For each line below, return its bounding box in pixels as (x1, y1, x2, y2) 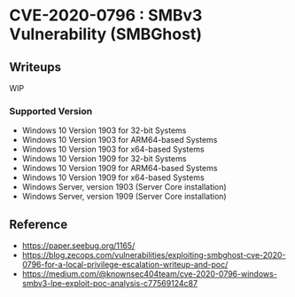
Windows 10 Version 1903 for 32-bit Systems (21, 125, 187, 136)
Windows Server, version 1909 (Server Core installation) (21, 191, 228, 202)
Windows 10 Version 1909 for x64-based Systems (21, 172, 206, 183)
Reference (9, 216, 68, 231)
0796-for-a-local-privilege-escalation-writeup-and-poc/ (21, 259, 229, 270)
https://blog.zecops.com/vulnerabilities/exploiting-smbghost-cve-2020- (21, 250, 286, 261)
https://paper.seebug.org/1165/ (21, 240, 136, 251)
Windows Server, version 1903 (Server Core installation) (21, 182, 228, 192)
